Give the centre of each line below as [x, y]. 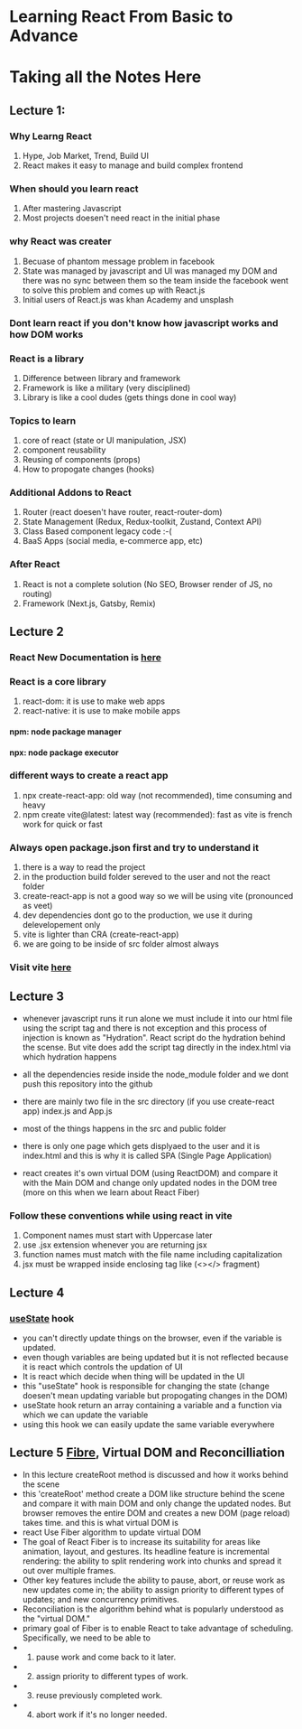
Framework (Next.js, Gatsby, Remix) [89, 603]
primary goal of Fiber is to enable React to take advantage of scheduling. [158, 1628]
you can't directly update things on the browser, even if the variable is [152, 1338]
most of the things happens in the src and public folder [124, 1128]
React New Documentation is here [86, 658]
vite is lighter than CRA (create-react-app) [101, 935]
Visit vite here [41, 967]
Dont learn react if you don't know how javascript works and [144, 322]
